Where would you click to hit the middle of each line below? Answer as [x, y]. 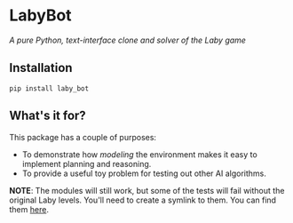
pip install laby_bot [49, 88]
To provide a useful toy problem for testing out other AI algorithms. [144, 173]
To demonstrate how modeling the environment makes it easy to [139, 154]
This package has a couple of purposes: [83, 137]
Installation [41, 68]
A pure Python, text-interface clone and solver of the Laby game [128, 40]
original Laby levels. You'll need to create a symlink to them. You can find [143, 200]
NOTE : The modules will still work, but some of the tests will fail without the [147, 190]
